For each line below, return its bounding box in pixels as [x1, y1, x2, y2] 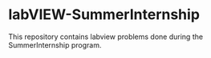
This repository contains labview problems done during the [8, 32, 203, 41]
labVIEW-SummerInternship [8, 6, 201, 24]
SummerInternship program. [8, 40, 102, 49]
